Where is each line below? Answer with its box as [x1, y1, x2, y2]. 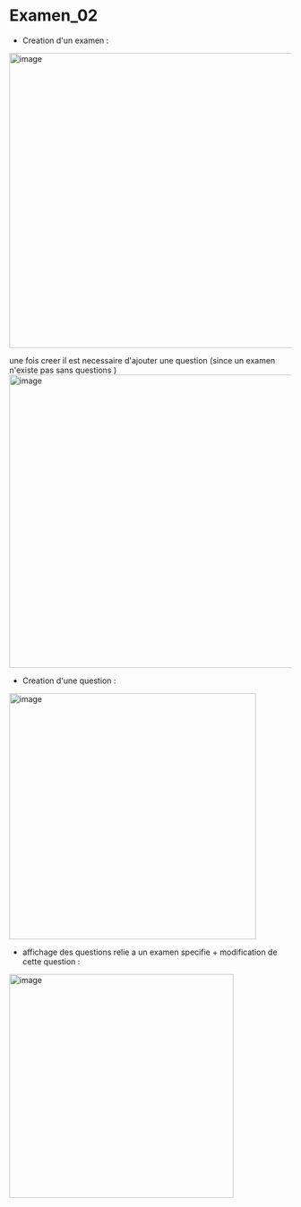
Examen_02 [9, 5, 99, 26]
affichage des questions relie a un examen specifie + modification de [21, 946, 278, 957]
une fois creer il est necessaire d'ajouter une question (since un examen [9, 355, 276, 365]
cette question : [21, 955, 81, 967]
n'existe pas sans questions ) [9, 364, 117, 375]
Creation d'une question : [21, 675, 116, 686]
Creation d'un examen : [21, 35, 109, 46]
